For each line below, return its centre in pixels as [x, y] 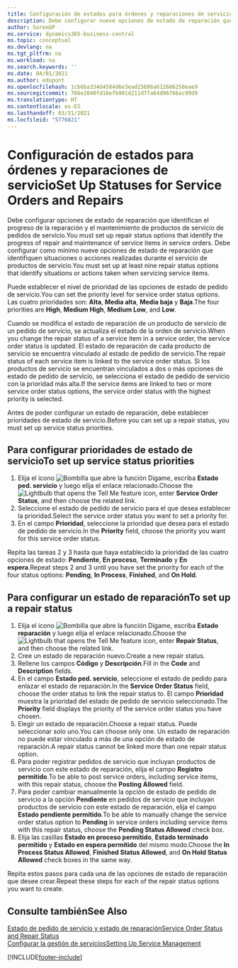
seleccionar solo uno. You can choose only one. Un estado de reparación [124, 732]
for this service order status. [59, 538]
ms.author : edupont [36, 80]
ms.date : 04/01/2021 [38, 73]
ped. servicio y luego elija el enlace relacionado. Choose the [105, 486]
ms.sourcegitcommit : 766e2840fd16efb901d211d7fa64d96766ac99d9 [103, 93]
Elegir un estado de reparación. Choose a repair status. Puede [107, 724]
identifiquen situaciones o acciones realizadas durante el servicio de [107, 257]
